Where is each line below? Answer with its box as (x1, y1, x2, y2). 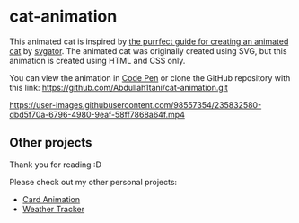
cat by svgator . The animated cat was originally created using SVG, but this (9, 45, 287, 56)
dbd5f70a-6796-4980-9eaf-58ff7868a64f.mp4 (9, 109, 186, 120)
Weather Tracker (22, 203, 85, 214)
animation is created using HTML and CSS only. (9, 55, 186, 66)
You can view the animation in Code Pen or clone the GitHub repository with (9, 72, 291, 83)
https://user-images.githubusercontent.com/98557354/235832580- (9, 99, 262, 110)
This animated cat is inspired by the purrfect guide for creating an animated (9, 36, 289, 47)
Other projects (9, 135, 92, 150)
